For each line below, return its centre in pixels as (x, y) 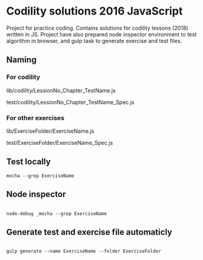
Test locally (28, 162)
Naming (22, 60)
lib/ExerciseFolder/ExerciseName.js (50, 131)
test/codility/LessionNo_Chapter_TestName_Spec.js (70, 102)
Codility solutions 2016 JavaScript (95, 11)
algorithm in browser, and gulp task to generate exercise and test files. (94, 41)
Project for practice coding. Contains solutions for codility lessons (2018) (98, 28)
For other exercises (35, 118)
